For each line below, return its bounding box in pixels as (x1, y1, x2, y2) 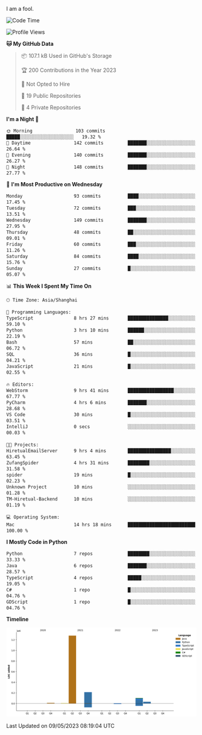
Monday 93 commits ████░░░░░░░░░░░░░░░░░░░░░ (6, 193, 196, 199)
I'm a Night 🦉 (6, 116, 39, 122)
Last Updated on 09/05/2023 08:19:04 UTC (6, 722, 115, 730)
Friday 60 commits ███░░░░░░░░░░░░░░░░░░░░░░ (6, 241, 196, 247)
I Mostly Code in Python (6, 538, 68, 545)
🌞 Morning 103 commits (6, 128, 106, 134)
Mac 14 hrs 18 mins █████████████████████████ (6, 522, 196, 528)
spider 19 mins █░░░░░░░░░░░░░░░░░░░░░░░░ (6, 472, 196, 478)
